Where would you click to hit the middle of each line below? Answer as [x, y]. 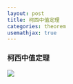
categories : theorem [37, 26]
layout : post [26, 13]
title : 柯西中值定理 [33, 20]
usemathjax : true [32, 33]
